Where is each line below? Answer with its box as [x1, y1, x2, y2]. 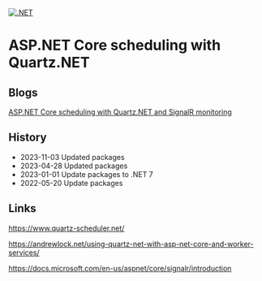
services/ [8, 248, 40, 257]
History [8, 131, 47, 145]
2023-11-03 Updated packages [19, 152, 125, 162]
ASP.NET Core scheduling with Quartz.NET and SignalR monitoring [8, 107, 233, 117]
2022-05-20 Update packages [19, 178, 123, 188]
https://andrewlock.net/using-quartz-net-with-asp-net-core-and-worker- [8, 239, 254, 249]
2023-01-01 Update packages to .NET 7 [19, 169, 154, 179]
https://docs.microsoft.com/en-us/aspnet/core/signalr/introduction [8, 263, 232, 273]
